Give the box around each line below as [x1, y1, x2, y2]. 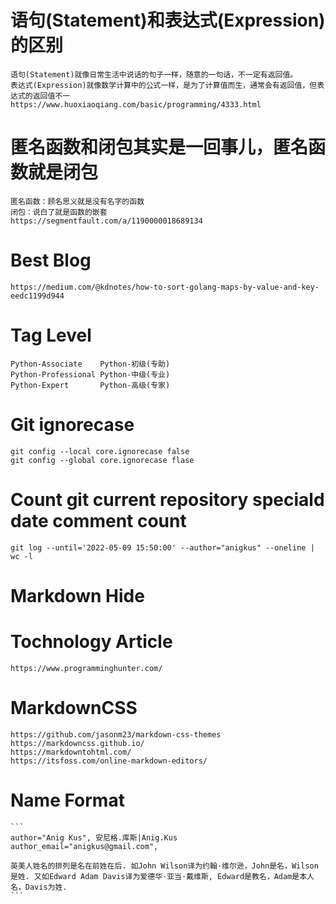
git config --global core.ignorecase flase [10, 455, 195, 465]
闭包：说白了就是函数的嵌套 [10, 207, 108, 217]
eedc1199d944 [10, 291, 65, 301]
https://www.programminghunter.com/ [10, 663, 163, 673]
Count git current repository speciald [10, 488, 325, 511]
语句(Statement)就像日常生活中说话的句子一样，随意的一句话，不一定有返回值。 [10, 69, 298, 80]
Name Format [10, 789, 125, 811]
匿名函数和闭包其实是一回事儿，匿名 [10, 136, 309, 159]
